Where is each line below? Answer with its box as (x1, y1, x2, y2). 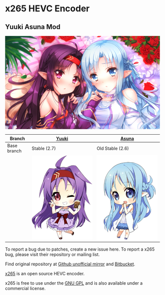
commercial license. (5, 285, 46, 291)
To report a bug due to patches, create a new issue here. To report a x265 (5, 246, 155, 252)
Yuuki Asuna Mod (5, 23, 60, 31)
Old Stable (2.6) (96, 145, 129, 151)
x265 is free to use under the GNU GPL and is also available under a (5, 280, 143, 286)
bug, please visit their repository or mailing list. (5, 251, 100, 257)
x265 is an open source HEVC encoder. (5, 270, 85, 276)
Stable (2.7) (31, 145, 56, 151)
